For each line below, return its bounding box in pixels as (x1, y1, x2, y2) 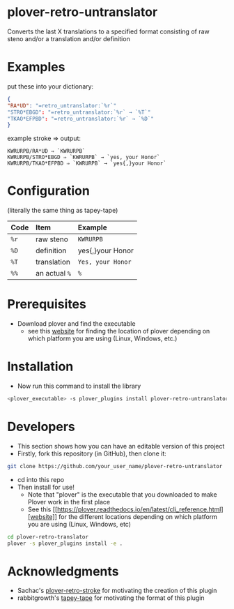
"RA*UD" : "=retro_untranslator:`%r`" (7, 102, 117, 109)
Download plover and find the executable (17, 319, 136, 328)
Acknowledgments (7, 563, 120, 579)
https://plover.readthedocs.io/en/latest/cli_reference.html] (56, 505, 224, 513)
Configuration (7, 183, 91, 199)
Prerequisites (7, 296, 87, 313)
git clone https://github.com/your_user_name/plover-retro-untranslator (7, 463, 223, 469)
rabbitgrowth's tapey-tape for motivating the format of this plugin (17, 594, 205, 602)
